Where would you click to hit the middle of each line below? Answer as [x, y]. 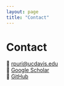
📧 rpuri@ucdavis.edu [32, 64]
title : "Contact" [28, 17]
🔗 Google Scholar [28, 70]
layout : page [22, 12]
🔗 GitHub [17, 76]
